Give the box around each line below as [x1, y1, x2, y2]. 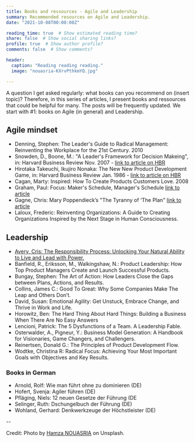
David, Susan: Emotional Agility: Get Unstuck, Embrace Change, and [14, 298, 180, 305]
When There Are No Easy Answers [14, 316, 98, 323]
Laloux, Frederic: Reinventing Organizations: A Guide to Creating [14, 209, 170, 216]
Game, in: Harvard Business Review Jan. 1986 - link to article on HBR [14, 171, 182, 179]
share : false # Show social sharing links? [6, 36, 117, 42]
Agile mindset [6, 124, 58, 135]
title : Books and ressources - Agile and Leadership [6, 8, 138, 15]
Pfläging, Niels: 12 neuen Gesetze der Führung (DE [14, 394, 137, 401]
